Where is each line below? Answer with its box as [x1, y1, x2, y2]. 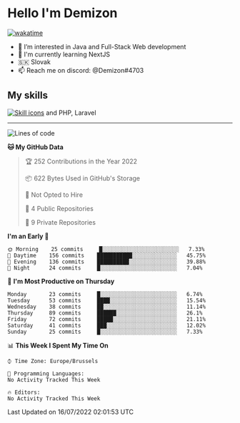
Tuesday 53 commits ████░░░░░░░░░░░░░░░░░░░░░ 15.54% [7, 297, 206, 304]
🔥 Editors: [7, 389, 41, 396]
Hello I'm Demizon [7, 5, 118, 21]
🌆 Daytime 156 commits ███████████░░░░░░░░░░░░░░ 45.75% [7, 252, 206, 259]
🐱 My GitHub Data [7, 143, 64, 151]
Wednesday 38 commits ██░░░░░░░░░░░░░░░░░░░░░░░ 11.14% [7, 303, 206, 310]
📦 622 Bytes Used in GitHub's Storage [24, 173, 141, 183]
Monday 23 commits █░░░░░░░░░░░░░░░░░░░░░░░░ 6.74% [7, 290, 203, 297]
